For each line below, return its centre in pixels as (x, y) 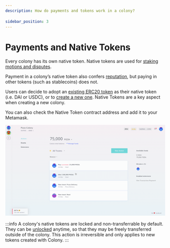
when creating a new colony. (35, 103)
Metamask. (17, 118)
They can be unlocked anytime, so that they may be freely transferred (78, 229)
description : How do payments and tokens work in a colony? (70, 11)
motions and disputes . (28, 67)
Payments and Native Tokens (68, 47)
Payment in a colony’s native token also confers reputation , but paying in (81, 77)
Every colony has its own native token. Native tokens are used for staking (82, 61)
